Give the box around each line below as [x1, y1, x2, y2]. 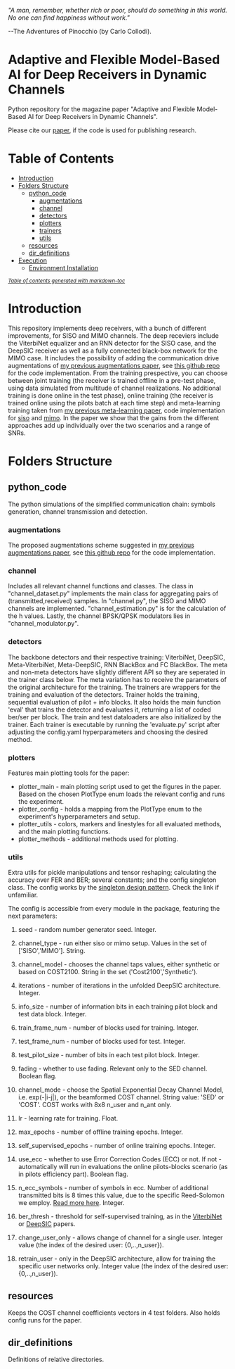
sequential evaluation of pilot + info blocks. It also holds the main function [8, 698, 222, 706]
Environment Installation [28, 263, 99, 272]
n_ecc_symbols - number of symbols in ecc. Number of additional [18, 1184, 209, 1192]
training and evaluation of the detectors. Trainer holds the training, [8, 690, 200, 699]
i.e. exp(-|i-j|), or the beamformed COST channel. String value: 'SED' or [18, 1093, 224, 1102]
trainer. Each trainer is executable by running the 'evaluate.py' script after [8, 720, 220, 728]
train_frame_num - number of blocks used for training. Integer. [18, 1023, 199, 1032]
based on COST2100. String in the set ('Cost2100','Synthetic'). [18, 968, 199, 976]
